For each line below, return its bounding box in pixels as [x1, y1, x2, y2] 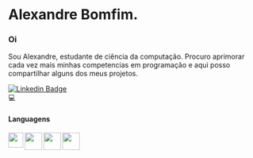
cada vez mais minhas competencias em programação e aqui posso [8, 60, 231, 70]
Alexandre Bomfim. [8, 6, 139, 24]
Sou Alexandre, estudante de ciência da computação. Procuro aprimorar [8, 52, 245, 61]
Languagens [8, 114, 51, 124]
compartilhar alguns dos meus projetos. [8, 69, 139, 79]
